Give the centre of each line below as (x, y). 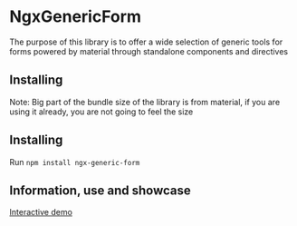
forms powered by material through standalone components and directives (149, 51)
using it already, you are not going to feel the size (101, 112)
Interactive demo (41, 212)
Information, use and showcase (101, 190)
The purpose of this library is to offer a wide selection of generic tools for (146, 42)
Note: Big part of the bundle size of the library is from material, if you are (145, 102)
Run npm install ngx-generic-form (75, 162)
